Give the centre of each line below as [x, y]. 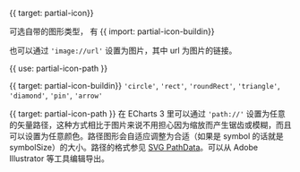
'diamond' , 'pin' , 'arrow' [56, 95]
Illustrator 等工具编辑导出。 [59, 159]
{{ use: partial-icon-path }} [59, 68]
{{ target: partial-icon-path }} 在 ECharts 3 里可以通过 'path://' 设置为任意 [148, 114]
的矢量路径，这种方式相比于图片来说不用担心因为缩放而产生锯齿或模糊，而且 [150, 125]
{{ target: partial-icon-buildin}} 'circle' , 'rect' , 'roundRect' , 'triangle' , [145, 86]
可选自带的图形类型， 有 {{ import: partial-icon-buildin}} [112, 31]
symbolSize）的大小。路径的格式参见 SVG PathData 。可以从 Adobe [133, 147]
